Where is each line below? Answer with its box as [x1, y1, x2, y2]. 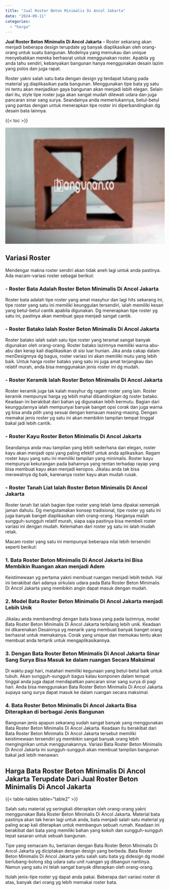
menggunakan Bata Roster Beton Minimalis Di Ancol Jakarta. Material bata [5, 811, 160, 818]
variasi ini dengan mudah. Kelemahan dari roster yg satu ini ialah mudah [5, 523, 155, 529]
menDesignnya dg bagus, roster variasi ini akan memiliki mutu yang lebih [5, 353, 157, 359]
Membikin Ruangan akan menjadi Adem [5, 563, 105, 570]
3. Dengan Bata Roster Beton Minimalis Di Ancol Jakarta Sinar [5, 650, 160, 657]
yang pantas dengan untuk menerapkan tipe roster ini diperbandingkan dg [5, 102, 160, 108]
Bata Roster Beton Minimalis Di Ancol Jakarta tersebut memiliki [5, 730, 137, 737]
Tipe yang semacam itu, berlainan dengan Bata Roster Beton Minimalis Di [5, 842, 158, 848]
